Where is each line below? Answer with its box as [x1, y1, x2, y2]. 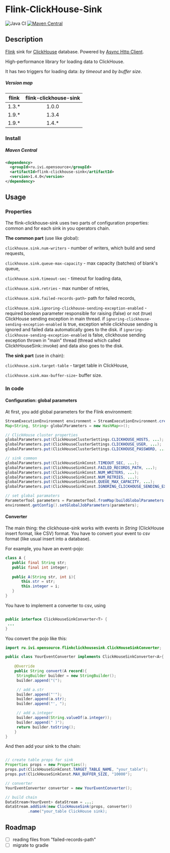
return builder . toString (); [16, 724, 76, 730]
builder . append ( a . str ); [16, 697, 67, 702]
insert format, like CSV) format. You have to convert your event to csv [5, 530, 150, 536]
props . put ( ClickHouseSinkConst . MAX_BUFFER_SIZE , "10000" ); [5, 772, 133, 777]
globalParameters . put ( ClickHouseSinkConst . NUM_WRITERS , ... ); [5, 470, 139, 475]
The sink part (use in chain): [5, 352, 65, 359]
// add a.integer [16, 710, 53, 716]
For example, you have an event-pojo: [5, 546, 84, 552]
